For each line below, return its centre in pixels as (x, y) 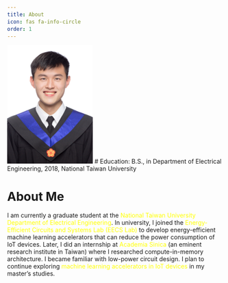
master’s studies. (31, 273)
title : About (26, 14)
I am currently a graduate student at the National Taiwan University (102, 215)
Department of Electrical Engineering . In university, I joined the (95, 223)
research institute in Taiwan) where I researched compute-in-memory (105, 252)
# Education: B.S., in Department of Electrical (158, 162)
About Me (36, 196)
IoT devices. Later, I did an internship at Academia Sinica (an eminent (104, 245)
